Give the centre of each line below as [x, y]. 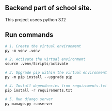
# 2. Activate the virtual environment [45, 59]
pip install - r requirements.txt [39, 90]
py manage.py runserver [29, 104]
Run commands [29, 35]
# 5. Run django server [29, 99]
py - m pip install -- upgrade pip [39, 77]
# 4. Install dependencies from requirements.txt [56, 86]
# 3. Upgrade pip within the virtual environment [56, 73]
